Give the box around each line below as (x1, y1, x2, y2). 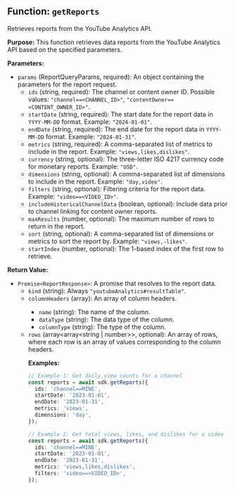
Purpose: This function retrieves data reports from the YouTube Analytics (7, 38, 220, 46)
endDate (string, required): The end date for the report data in (27, 124, 205, 133)
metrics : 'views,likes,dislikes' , (34, 463, 136, 470)
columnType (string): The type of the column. (38, 323, 167, 331)
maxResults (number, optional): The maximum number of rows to (27, 214, 215, 223)
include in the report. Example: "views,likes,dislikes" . (27, 147, 190, 155)
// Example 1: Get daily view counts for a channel (27, 372, 183, 379)
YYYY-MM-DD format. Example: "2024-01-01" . (27, 117, 153, 126)
